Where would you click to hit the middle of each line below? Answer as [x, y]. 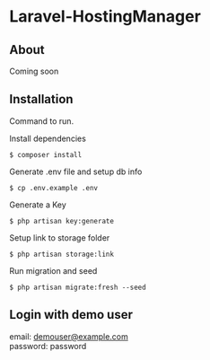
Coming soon [34, 71]
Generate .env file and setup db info [76, 171]
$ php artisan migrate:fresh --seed [78, 287]
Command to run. [42, 121]
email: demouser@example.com [69, 336]
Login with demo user [71, 315]
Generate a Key [38, 205]
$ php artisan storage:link [62, 254]
